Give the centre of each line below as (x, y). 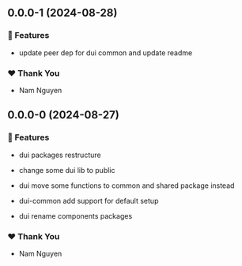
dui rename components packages (76, 215)
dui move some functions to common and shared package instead (127, 185)
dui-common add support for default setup (89, 200)
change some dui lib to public (67, 170)
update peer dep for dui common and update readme (106, 52)
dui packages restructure (60, 155)
